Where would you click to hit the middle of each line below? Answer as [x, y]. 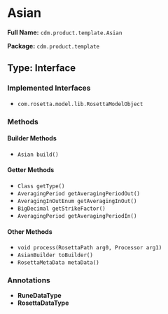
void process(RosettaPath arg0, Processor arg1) [90, 248]
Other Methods [30, 231]
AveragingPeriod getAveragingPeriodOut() [78, 194]
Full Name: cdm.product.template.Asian [65, 32]
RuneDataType [39, 296]
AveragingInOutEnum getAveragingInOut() [77, 201]
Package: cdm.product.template [54, 46]
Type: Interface [42, 68]
